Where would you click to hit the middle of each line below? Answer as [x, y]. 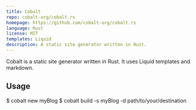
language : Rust [25, 28]
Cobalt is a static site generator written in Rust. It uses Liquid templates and [98, 61]
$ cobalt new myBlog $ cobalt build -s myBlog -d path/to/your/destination [96, 101]
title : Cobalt [24, 12]
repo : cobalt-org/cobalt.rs [41, 17]
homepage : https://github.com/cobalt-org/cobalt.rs [71, 22]
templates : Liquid [29, 39]
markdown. [20, 67]
